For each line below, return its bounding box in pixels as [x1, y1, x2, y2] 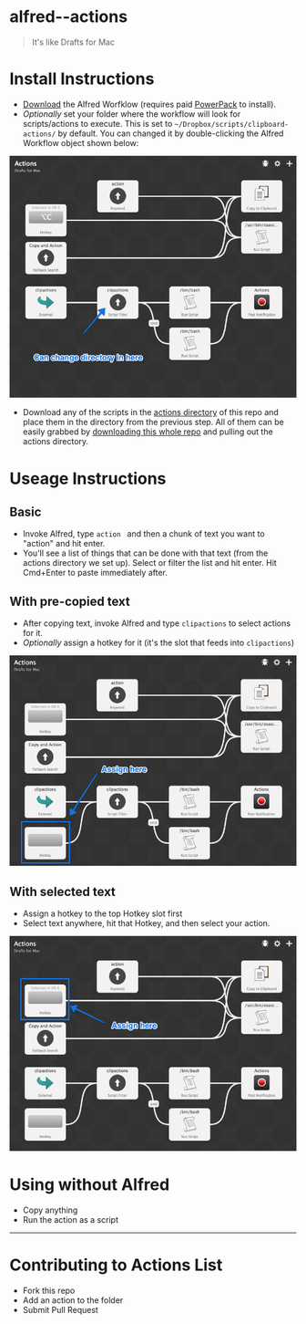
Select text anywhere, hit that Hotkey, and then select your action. [22, 917, 270, 928]
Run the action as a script [22, 1215, 119, 1225]
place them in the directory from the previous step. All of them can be [22, 417, 284, 428]
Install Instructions [9, 68, 155, 89]
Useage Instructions [9, 468, 167, 489]
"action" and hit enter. [22, 538, 106, 549]
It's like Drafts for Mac [31, 36, 116, 47]
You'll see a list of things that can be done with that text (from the [22, 547, 269, 558]
